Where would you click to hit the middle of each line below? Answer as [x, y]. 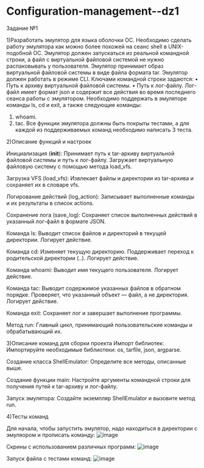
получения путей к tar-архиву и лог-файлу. [62, 386]
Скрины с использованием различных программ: [71, 447]
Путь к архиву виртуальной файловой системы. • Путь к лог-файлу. [95, 85]
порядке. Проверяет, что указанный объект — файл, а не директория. [97, 294]
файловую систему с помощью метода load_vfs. [69, 166]
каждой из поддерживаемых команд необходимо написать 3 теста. [104, 130]
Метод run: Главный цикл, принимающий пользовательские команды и [100, 324]
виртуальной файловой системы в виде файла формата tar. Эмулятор [97, 72]
